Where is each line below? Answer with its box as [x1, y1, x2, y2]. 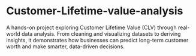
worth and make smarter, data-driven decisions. [6, 43, 125, 50]
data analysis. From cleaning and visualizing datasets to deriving [21, 30, 181, 37]
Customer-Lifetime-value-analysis [6, 4, 183, 18]
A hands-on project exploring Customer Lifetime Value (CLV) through [6, 24, 177, 31]
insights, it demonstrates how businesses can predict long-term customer [6, 36, 189, 43]
